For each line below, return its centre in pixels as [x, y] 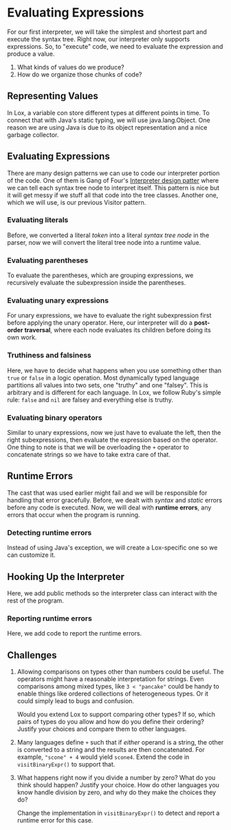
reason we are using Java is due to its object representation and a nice [107, 127]
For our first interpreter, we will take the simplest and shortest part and [107, 32]
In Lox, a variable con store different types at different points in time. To [108, 112]
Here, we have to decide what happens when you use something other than [114, 370]
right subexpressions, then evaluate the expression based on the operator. [112, 440]
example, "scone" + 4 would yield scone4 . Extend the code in [103, 757]
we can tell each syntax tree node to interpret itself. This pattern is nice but [113, 188]
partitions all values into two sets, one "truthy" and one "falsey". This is [108, 385]
